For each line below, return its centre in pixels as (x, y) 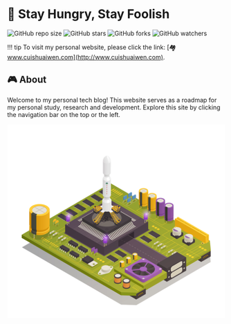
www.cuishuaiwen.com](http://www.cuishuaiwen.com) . (86, 57)
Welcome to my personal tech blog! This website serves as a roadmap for (112, 100)
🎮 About (27, 80)
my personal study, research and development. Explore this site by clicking (114, 107)
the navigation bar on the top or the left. (64, 114)
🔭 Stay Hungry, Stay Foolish (89, 14)
